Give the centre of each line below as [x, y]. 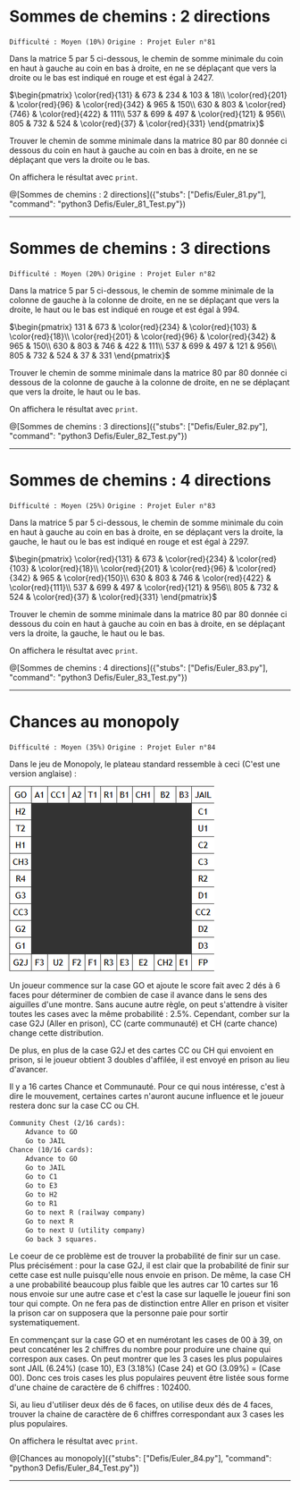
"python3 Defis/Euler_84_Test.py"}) [75, 1468]
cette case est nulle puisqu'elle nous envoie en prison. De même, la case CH [150, 1274]
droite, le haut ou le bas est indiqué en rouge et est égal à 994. [125, 309]
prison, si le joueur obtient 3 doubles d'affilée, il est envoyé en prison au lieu [150, 1059]
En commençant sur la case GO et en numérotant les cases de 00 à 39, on [146, 1340]
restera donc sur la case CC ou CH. [75, 1105]
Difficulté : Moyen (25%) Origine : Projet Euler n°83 [112, 506]
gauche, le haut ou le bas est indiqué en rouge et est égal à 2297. [129, 541]
